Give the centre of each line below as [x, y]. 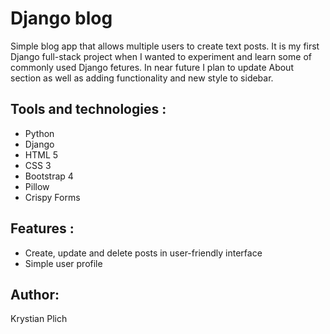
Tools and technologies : [88, 109]
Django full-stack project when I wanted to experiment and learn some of [161, 56]
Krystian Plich [39, 319]
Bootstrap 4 [49, 176]
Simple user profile [63, 263]
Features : [42, 228]
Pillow [37, 186]
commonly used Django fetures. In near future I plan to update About [152, 67]
